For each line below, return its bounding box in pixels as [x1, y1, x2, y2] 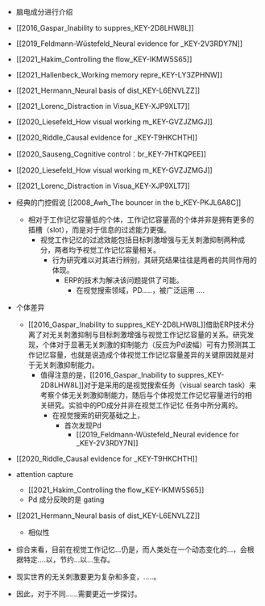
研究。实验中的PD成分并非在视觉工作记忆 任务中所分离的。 [47, 400, 243, 410]
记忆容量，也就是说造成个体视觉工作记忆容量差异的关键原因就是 [35, 350, 247, 359]
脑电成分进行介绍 [15, 7, 73, 16]
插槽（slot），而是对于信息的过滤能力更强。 [27, 225, 172, 234]
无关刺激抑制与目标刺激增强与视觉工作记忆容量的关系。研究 [49, 330, 247, 339]
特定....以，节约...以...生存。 [23, 555, 115, 564]
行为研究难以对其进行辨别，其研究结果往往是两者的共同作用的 [52, 255, 258, 265]
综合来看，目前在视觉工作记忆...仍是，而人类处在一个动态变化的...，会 [15, 545, 247, 554]
